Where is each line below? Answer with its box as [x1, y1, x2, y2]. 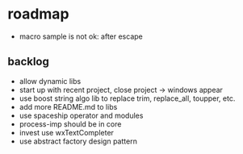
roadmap [7, 5, 69, 23]
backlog [7, 55, 50, 69]
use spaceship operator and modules [19, 110, 144, 120]
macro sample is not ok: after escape [19, 31, 143, 41]
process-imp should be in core [19, 119, 122, 129]
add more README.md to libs [19, 102, 118, 111]
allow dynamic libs [19, 76, 82, 85]
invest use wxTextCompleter [19, 127, 115, 137]
